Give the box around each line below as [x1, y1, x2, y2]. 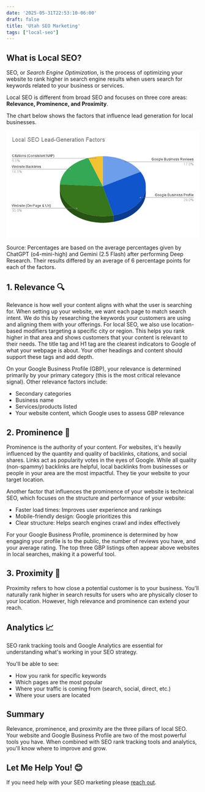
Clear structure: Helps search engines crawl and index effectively [15, 519, 181, 527]
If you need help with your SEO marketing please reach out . [6, 779, 157, 786]
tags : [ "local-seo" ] [6, 29, 59, 35]
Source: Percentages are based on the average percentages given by [6, 244, 182, 251]
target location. [6, 476, 45, 483]
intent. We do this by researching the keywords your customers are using [6, 314, 191, 322]
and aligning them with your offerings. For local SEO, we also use [6, 321, 170, 328]
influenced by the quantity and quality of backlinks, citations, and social [6, 450, 187, 457]
